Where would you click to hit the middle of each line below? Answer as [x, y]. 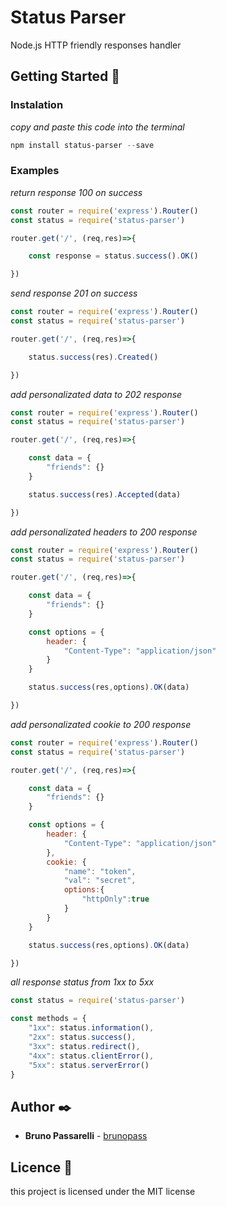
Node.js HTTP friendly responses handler [96, 45]
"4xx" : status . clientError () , [91, 1056]
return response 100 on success [76, 192]
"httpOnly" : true [115, 899]
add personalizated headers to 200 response [104, 532]
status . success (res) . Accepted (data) [105, 494]
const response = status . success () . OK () [113, 256]
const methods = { [48, 1019]
